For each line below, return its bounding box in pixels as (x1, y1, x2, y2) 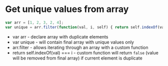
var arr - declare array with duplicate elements (12, 33, 108, 39)
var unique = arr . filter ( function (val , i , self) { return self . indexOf (5, 24, 157, 29)
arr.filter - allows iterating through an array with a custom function (12, 44, 148, 50)
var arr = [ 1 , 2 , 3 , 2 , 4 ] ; (5, 20, 64, 25)
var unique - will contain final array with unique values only (12, 39, 134, 45)
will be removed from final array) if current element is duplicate (12, 55, 142, 61)
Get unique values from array (5, 3, 129, 15)
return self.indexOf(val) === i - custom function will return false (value (12, 49, 158, 55)
